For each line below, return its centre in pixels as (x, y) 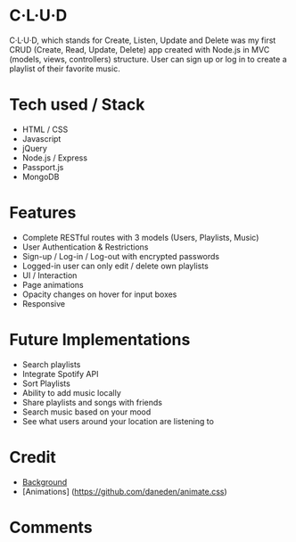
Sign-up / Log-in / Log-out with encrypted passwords (121, 256)
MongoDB (41, 177)
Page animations (53, 284)
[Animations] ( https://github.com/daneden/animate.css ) (124, 491)
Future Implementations (100, 340)
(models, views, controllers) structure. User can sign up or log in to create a (148, 59)
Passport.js (43, 167)
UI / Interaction (49, 275)
